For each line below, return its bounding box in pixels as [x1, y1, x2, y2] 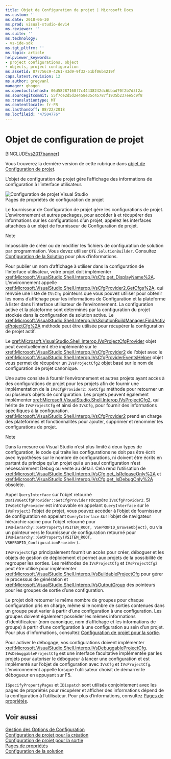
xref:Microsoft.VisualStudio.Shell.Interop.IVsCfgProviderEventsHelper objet [5, 354, 163, 360]
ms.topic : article [5, 50, 44, 55]
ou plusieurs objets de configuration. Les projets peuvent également [5, 391, 149, 397]
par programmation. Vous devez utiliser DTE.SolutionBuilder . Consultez [5, 248, 157, 254]
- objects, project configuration [5, 64, 79, 69]
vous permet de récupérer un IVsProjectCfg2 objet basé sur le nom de [5, 360, 154, 366]
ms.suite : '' [5, 31, 33, 36]
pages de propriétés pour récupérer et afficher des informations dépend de [5, 687, 164, 693]
